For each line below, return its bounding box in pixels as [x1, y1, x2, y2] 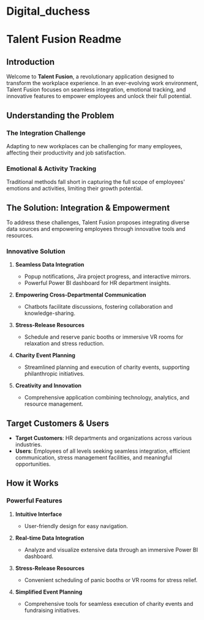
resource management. [24, 400, 84, 408]
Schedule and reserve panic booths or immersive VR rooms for [24, 333, 184, 341]
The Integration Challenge [6, 129, 86, 137]
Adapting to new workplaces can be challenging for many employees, [6, 142, 183, 149]
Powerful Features [6, 496, 62, 505]
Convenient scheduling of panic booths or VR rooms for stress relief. [24, 576, 198, 583]
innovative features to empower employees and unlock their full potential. [6, 93, 192, 100]
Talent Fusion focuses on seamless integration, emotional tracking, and [6, 86, 186, 93]
